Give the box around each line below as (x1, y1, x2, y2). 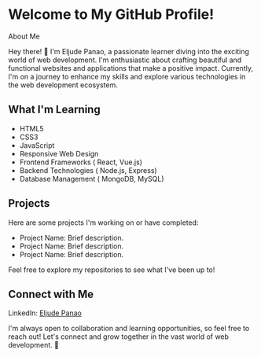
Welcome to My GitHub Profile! (8, 6, 215, 24)
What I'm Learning (8, 103, 101, 116)
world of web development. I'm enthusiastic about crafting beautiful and (8, 55, 242, 64)
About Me (8, 31, 41, 41)
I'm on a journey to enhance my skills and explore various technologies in (8, 72, 246, 81)
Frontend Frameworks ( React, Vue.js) (19, 157, 143, 167)
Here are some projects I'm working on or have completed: (8, 218, 199, 227)
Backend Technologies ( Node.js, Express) (19, 165, 157, 175)
